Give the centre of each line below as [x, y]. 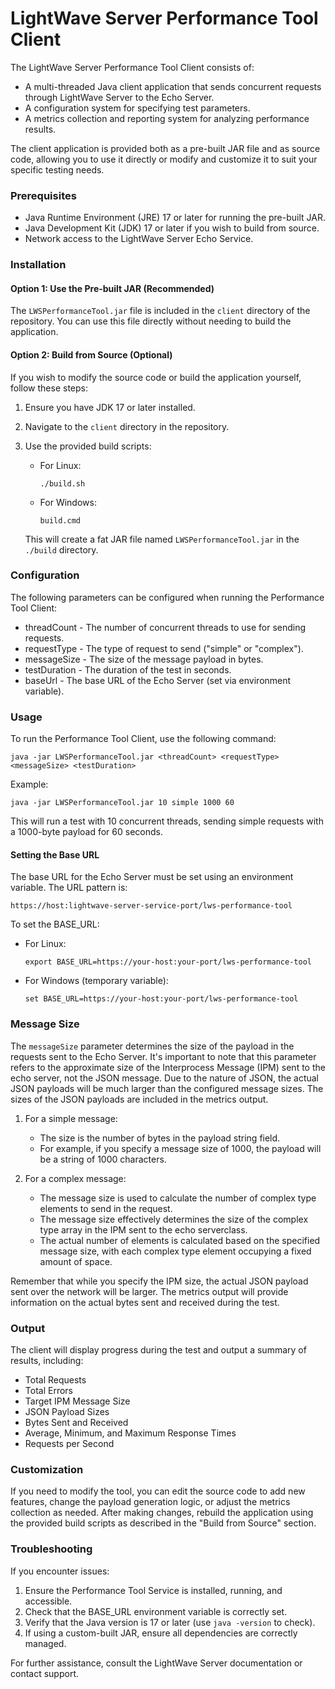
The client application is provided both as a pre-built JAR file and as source [165, 148]
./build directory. [61, 549]
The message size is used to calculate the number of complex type [178, 1198]
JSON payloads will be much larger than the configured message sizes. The [167, 1088]
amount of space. [76, 1261]
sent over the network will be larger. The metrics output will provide [149, 1291]
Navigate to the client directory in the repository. [127, 426]
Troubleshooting [51, 1549]
